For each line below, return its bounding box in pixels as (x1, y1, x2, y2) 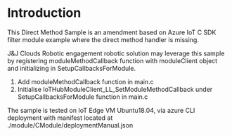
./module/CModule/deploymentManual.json (7, 121, 134, 129)
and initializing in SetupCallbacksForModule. (7, 64, 136, 72)
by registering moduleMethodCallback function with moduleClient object (7, 56, 218, 64)
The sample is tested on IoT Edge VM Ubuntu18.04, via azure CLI (7, 106, 195, 114)
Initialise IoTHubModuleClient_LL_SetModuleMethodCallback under (17, 85, 213, 93)
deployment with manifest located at (7, 114, 113, 122)
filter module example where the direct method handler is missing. (7, 35, 199, 43)
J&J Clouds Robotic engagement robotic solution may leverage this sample (7, 49, 225, 57)
